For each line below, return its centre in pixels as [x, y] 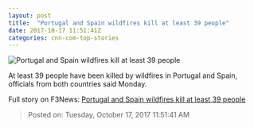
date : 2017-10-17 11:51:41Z [55, 30]
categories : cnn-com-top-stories [64, 38]
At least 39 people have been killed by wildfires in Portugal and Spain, [123, 75]
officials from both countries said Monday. [78, 84]
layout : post [30, 15]
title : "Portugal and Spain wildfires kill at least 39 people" [119, 23]
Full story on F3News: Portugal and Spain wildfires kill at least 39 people [127, 99]
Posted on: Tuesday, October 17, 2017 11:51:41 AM [108, 115]
